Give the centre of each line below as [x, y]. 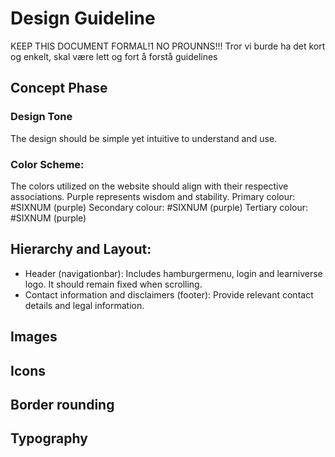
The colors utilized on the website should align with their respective [149, 186]
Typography [49, 438]
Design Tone [41, 117]
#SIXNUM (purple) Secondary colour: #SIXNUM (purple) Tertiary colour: [159, 207]
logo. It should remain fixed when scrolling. [113, 284]
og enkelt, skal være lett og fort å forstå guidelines [114, 56]
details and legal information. [84, 305]
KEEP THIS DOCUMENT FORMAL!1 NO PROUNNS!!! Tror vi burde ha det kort [168, 46]
